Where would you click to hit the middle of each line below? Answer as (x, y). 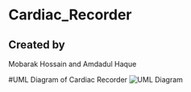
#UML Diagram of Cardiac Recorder (68, 79)
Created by (37, 45)
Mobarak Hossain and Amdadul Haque (73, 64)
